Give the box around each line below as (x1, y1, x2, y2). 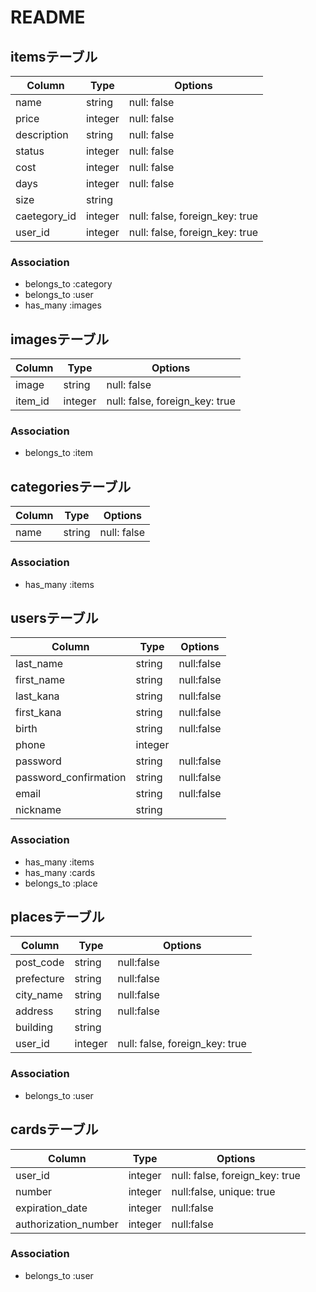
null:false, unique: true (171, 1184, 276, 1198)
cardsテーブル (10, 1121, 99, 1138)
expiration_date (15, 1201, 88, 1215)
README (10, 6, 86, 29)
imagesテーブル (10, 331, 110, 348)
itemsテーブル (10, 48, 98, 65)
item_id (15, 394, 50, 408)
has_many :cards (24, 866, 96, 878)
